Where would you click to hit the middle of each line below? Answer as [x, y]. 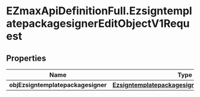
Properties [26, 58]
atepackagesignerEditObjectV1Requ [98, 24]
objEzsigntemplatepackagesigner [58, 85]
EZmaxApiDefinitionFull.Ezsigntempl [99, 11]
